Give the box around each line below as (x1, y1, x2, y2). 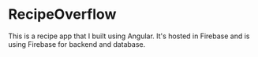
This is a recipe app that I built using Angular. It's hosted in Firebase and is (8, 31, 250, 41)
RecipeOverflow (8, 5, 117, 23)
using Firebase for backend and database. (8, 39, 146, 48)
